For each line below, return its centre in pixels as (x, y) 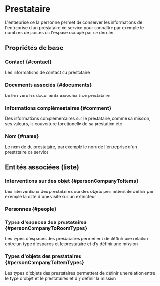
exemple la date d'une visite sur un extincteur (50, 197)
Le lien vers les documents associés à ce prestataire (57, 95)
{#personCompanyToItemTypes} (45, 263)
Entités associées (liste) (42, 167)
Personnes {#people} (31, 209)
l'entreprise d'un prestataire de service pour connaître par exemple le (74, 27)
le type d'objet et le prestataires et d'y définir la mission (61, 278)
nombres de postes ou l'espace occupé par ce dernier (59, 32)
